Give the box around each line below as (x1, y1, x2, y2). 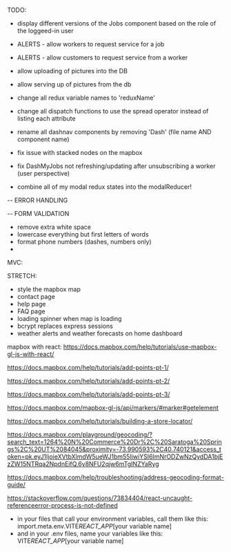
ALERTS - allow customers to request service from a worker (17, 53, 188, 62)
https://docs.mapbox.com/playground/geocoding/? (7, 430, 153, 439)
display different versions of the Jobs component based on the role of (17, 19, 217, 27)
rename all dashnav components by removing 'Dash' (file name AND (17, 128, 212, 136)
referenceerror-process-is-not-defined (7, 502, 119, 509)
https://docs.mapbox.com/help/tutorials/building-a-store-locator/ (7, 417, 193, 425)
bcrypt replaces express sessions (17, 322, 114, 330)
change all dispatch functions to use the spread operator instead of (17, 107, 209, 115)
